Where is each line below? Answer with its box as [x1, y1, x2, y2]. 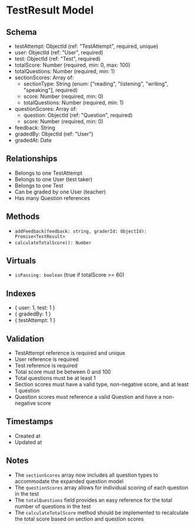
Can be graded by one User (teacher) [14, 188, 106, 195]
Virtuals [6, 256, 37, 266]
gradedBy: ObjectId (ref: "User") [14, 130, 94, 137]
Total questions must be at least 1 [14, 375, 96, 382]
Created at [14, 432, 41, 440]
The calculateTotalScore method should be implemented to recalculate [14, 509, 189, 516]
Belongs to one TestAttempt [14, 169, 82, 176]
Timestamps [6, 417, 54, 427]
